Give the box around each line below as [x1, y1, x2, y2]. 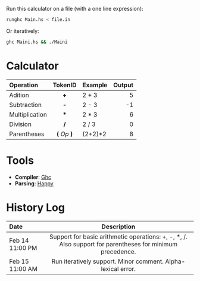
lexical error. [101, 264, 136, 273]
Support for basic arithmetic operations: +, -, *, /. [49, 233, 187, 241]
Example [82, 81, 108, 89]
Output [112, 81, 134, 89]
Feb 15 [9, 257, 29, 265]
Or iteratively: [6, 27, 40, 35]
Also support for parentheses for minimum [59, 240, 178, 248]
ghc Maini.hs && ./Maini [6, 39, 68, 45]
